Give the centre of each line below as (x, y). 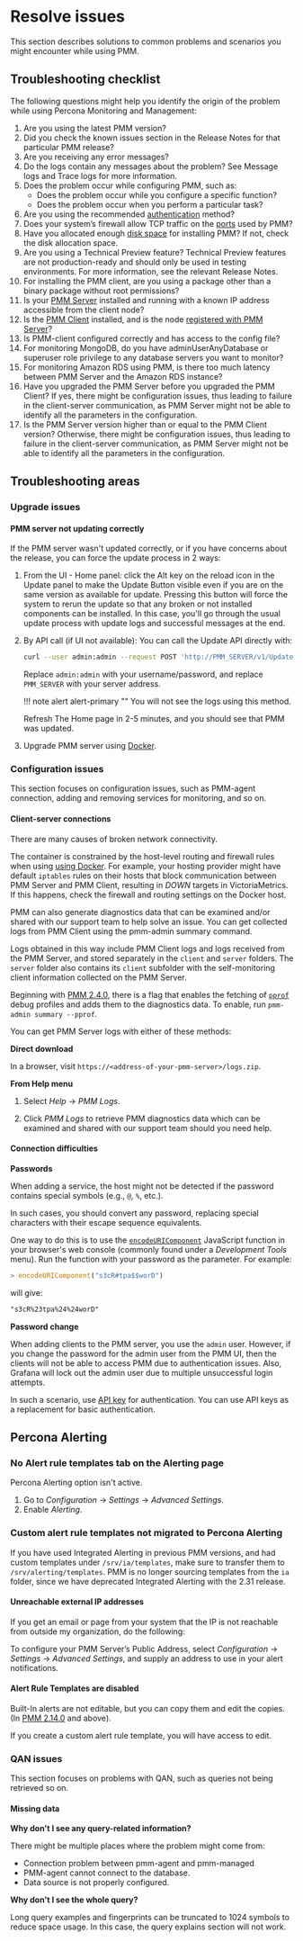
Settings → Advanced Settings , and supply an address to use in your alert (147, 1658)
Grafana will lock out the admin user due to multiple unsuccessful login (142, 1372)
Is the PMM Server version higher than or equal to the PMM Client (145, 424)
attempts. (28, 1382)
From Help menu (42, 1083)
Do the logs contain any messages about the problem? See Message (151, 166)
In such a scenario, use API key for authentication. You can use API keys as (150, 1399)
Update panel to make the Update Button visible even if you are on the (153, 585)
